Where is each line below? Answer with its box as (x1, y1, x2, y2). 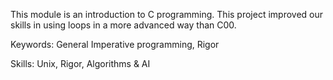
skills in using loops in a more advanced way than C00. (10, 19, 237, 31)
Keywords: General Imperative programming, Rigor (10, 39, 220, 50)
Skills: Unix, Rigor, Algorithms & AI (10, 58, 151, 69)
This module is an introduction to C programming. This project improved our (10, 9, 324, 20)
